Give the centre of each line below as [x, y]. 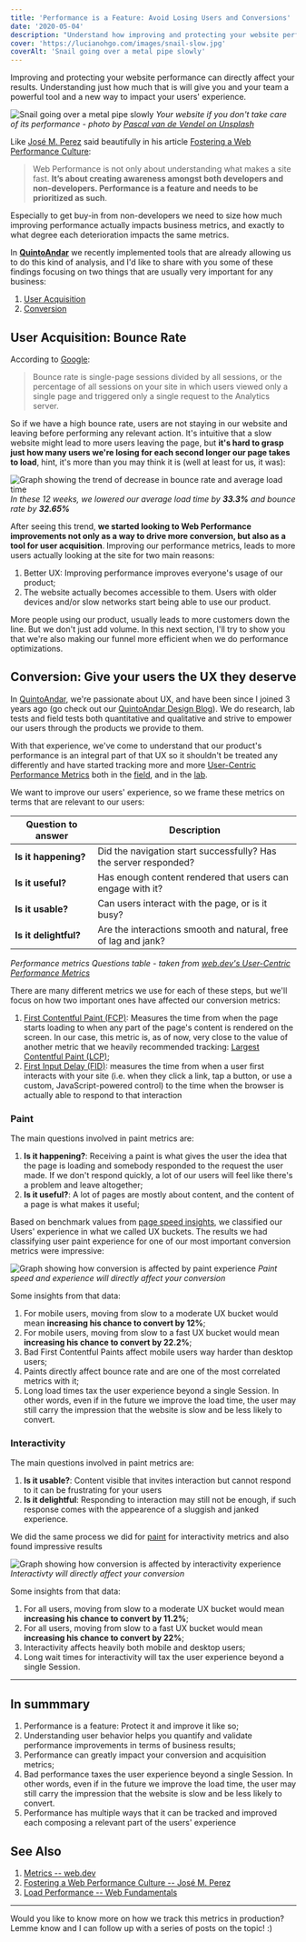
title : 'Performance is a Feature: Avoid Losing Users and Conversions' [151, 18]
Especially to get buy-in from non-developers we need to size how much [146, 215]
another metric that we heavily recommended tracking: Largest [141, 1046]
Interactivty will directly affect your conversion [98, 1574]
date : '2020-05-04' [47, 26]
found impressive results [56, 1547]
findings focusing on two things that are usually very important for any [142, 272]
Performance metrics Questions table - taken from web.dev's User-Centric [151, 963]
